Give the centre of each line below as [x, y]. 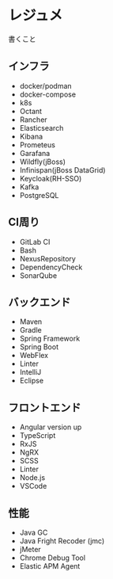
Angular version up [51, 427]
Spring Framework [50, 339]
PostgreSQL [39, 195]
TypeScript [38, 436]
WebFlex [34, 356]
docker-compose [48, 94]
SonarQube [38, 275]
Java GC [34, 532]
